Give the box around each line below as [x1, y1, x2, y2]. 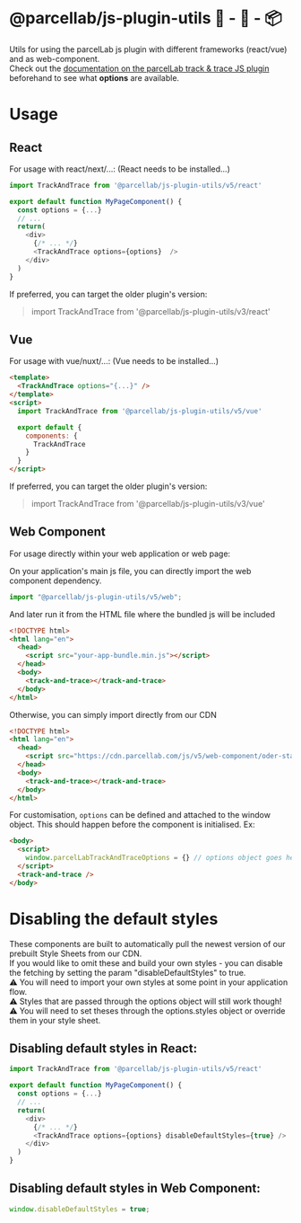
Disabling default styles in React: [9, 1041, 198, 1057]
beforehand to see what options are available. [9, 72, 180, 83]
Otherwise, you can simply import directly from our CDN [9, 709, 217, 720]
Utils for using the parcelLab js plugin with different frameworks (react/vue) [9, 43, 288, 55]
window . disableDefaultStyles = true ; [9, 1204, 150, 1214]
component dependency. [9, 575, 102, 586]
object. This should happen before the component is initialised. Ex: [9, 820, 255, 830]
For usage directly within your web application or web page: [9, 548, 231, 559]
